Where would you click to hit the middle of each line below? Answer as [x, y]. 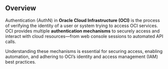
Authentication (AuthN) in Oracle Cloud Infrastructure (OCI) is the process [83, 20]
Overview [21, 8]
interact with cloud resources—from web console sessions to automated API [84, 36]
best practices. [21, 61]
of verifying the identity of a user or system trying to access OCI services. [81, 25]
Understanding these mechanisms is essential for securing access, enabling [84, 51]
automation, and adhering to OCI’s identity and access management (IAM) [82, 56]
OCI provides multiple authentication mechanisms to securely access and [82, 31]
